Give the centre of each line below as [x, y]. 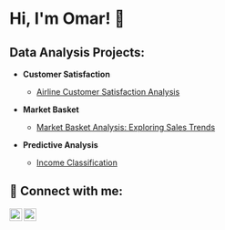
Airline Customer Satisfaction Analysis [108, 92]
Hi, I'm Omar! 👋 [67, 19]
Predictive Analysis [60, 145]
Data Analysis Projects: [77, 52]
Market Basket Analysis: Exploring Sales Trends [126, 127]
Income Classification [77, 162]
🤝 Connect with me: [66, 191]
